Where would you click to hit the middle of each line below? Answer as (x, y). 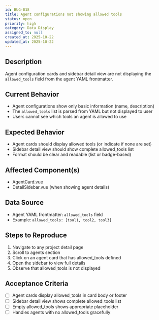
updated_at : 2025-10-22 (30, 42)
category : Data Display (30, 28)
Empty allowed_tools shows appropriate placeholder (65, 307)
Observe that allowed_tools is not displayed (56, 268)
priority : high (21, 23)
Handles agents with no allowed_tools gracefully (61, 312)
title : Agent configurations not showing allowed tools (64, 14)
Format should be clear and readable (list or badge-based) (72, 155)
